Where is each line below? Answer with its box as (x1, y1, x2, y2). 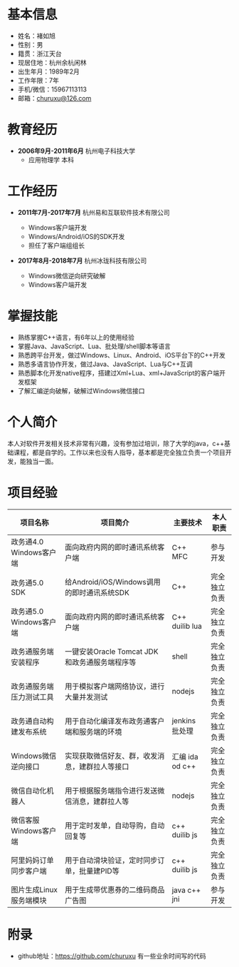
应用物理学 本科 (28, 155, 75, 164)
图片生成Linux (11, 884, 58, 894)
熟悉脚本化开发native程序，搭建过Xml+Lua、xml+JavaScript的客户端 (17, 368, 220, 377)
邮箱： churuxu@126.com (17, 93, 92, 102)
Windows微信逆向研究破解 (28, 271, 106, 280)
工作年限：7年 (17, 76, 59, 84)
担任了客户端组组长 (28, 241, 85, 250)
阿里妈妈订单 (11, 855, 55, 865)
